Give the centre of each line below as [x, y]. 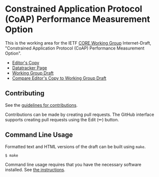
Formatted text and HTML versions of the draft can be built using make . [75, 146]
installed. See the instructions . [35, 170]
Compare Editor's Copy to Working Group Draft [59, 78]
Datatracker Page [30, 68]
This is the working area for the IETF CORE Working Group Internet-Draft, [78, 43]
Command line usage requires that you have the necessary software [73, 165]
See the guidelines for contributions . [41, 105]
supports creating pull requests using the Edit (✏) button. [62, 119]
